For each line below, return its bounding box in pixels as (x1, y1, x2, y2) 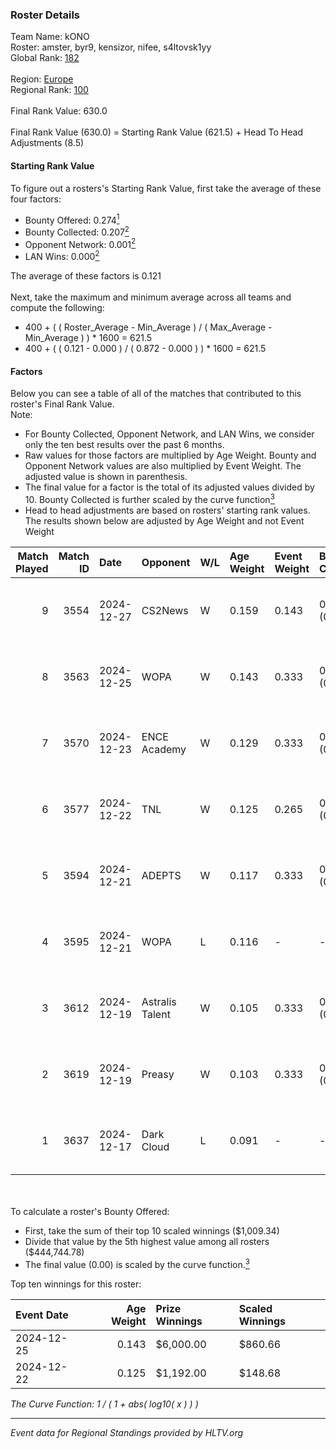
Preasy (141, 1067, 175, 1081)
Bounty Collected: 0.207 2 (24, 224, 130, 238)
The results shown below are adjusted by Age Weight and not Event (24, 514, 305, 527)
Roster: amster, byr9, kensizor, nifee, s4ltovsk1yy (10, 41, 212, 53)
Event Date (15, 1308, 69, 1322)
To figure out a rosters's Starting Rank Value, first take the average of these (10, 182, 322, 194)
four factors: (10, 193, 62, 205)
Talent (141, 1007, 171, 1021)
